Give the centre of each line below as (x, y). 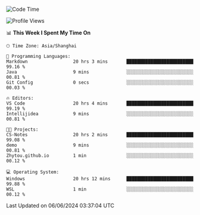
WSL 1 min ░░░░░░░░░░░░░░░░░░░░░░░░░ (100, 189)
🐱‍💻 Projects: (22, 130)
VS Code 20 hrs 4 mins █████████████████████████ (100, 103)
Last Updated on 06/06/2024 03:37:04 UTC (60, 205)
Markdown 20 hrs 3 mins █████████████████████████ (100, 62)
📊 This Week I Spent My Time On (48, 33)
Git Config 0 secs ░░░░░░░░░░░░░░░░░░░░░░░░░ (100, 82)
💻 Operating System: (33, 172)
